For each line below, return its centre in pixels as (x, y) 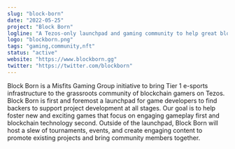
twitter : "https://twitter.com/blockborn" (70, 66)
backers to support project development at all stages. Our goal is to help (111, 108)
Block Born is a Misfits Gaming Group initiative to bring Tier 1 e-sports (108, 85)
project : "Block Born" (40, 27)
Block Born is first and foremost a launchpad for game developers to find (112, 100)
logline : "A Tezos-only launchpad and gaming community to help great (112, 33)
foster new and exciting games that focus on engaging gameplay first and (114, 115)
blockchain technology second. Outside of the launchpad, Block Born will (113, 122)
